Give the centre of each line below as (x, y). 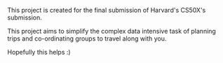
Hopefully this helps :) (39, 52)
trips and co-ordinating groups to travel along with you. (87, 38)
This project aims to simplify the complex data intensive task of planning (111, 31)
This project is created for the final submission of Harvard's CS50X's (107, 10)
